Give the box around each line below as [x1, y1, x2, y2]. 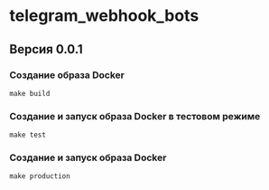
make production [9, 172, 70, 181]
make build [9, 89, 51, 98]
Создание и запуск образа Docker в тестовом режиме [9, 109, 261, 122]
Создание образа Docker [9, 69, 125, 81]
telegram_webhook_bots [9, 5, 199, 26]
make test [9, 130, 47, 140]
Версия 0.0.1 [9, 42, 83, 57]
